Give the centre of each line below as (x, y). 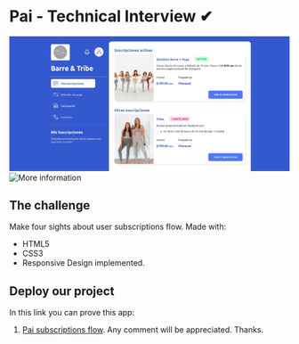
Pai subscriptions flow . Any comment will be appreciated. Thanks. (143, 330)
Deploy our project (62, 291)
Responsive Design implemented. (83, 263)
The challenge (50, 205)
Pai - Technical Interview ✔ (111, 16)
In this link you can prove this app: (72, 313)
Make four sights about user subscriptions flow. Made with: (118, 227)
